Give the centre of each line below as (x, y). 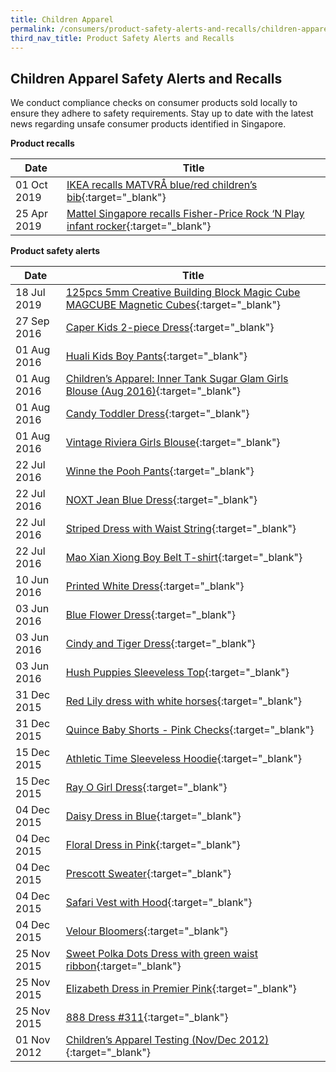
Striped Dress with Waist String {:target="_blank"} (181, 529)
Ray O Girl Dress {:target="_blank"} (146, 788)
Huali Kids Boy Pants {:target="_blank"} (156, 356)
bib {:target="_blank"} (116, 198)
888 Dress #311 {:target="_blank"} (147, 1018)
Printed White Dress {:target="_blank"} (155, 586)
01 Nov (33, 1040)
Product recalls (42, 143)
